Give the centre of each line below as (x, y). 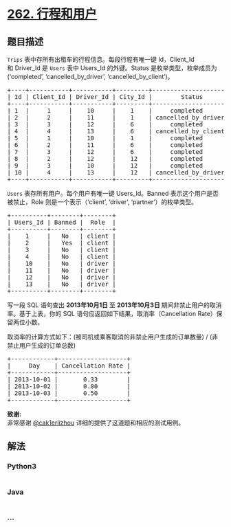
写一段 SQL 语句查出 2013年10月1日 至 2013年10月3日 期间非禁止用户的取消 (114, 305)
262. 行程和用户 (52, 14)
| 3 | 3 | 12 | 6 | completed (105, 124)
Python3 (22, 467)
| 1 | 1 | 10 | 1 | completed (105, 111)
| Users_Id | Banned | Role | (62, 222)
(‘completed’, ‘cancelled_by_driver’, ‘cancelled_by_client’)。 (90, 77)
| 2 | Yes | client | (62, 243)
